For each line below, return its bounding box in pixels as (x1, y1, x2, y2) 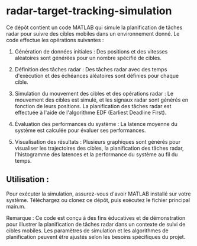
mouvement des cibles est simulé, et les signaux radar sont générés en (14, 96, 188, 103)
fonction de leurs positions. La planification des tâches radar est (14, 102, 172, 109)
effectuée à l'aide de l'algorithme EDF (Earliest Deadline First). (14, 109, 167, 116)
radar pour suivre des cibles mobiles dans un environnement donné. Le (6, 30, 180, 37)
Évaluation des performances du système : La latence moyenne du (14, 120, 177, 127)
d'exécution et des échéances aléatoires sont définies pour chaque (14, 72, 179, 79)
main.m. (6, 203, 26, 210)
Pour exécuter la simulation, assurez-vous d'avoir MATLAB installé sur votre (6, 190, 191, 197)
